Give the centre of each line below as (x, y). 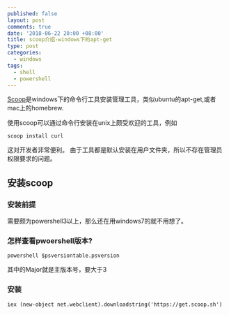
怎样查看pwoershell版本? (50, 240)
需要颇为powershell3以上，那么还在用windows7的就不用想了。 (97, 221)
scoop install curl (35, 136)
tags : (15, 66)
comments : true (29, 27)
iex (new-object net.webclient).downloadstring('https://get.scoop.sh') (115, 305)
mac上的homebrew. (35, 108)
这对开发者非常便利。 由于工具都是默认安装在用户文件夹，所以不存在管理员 (115, 150)
